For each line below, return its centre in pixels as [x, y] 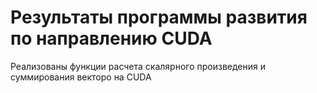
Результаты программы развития [159, 17]
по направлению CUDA [111, 38]
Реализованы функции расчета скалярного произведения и [138, 66]
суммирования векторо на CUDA [81, 77]
